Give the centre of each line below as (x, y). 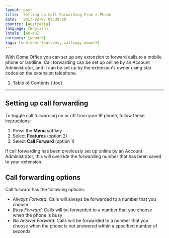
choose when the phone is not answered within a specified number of (85, 226)
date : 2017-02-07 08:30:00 (36, 19)
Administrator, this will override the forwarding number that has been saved (83, 156)
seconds (21, 231)
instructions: (18, 121)
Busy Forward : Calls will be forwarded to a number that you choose (82, 210)
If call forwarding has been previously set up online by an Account (74, 151)
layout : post (19, 10)
